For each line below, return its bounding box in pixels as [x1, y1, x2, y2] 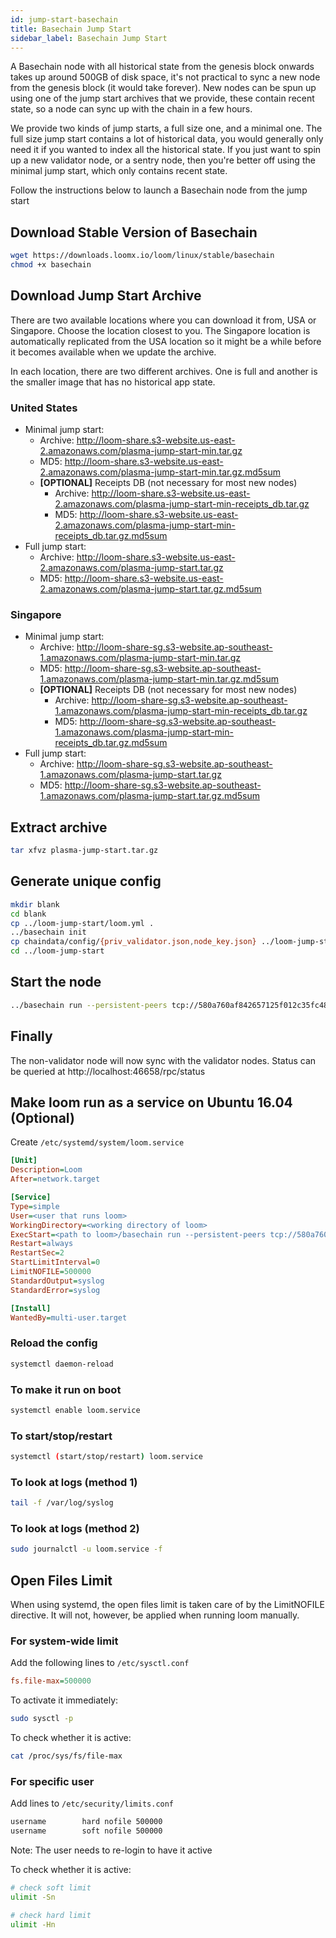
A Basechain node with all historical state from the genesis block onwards [10, 61, 315, 73]
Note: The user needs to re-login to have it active [10, 1844, 213, 1856]
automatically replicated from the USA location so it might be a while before [10, 335, 322, 347]
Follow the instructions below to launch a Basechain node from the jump [10, 184, 308, 196]
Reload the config [10, 1336, 98, 1350]
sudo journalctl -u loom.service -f [10, 1544, 163, 1555]
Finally [10, 1028, 53, 1045]
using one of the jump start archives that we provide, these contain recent [10, 92, 315, 105]
